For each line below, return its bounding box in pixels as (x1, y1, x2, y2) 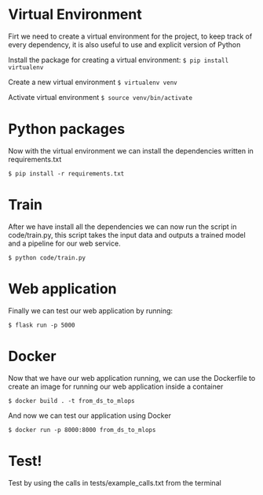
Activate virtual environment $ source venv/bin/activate (8, 92, 193, 102)
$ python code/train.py (8, 253, 86, 261)
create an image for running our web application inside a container (8, 382, 224, 391)
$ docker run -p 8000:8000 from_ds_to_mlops (8, 426, 156, 434)
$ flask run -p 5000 (8, 321, 76, 329)
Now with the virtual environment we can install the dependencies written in (8, 146, 254, 155)
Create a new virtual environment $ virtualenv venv (8, 77, 178, 87)
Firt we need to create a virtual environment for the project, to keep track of (8, 31, 253, 41)
